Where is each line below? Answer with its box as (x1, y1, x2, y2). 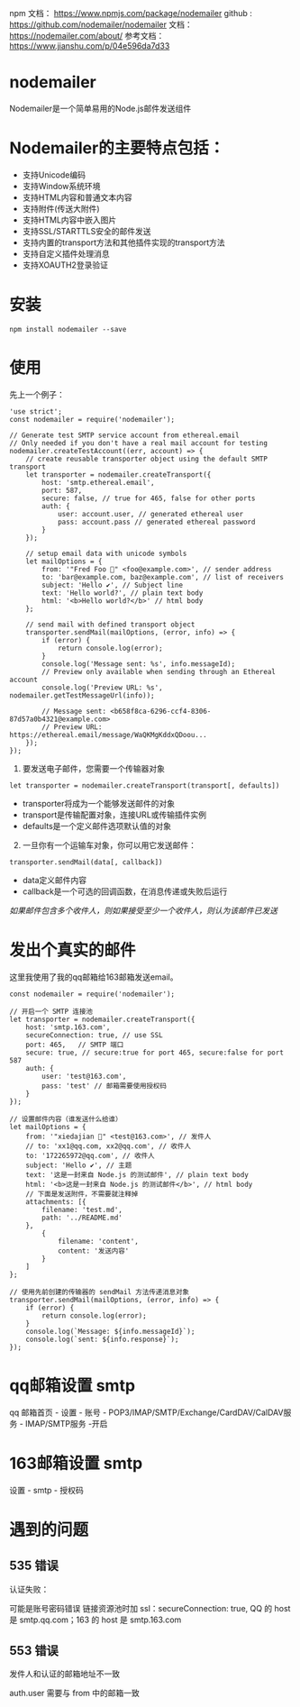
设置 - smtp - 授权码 (9, 1484, 84, 1495)
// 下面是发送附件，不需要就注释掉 (25, 1189, 139, 1199)
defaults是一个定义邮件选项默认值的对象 (22, 820, 172, 831)
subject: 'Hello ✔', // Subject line (41, 580, 183, 589)
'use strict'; (9, 406, 63, 416)
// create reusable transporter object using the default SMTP (25, 454, 268, 463)
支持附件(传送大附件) (22, 203, 101, 214)
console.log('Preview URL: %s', (41, 683, 164, 692)
